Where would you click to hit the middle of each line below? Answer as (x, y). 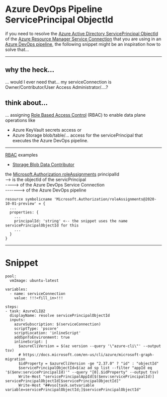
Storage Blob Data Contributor (43, 164)
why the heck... (30, 70)
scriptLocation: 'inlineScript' (47, 333)
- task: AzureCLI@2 (25, 311)
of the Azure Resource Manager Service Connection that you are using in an (83, 39)
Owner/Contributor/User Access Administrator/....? (57, 87)
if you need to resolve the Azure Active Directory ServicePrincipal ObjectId (82, 33)
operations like (20, 120)
